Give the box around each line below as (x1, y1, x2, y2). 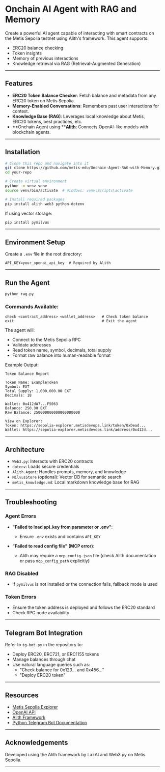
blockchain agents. (12, 129, 51, 135)
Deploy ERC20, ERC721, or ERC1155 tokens (12, 651, 99, 657)
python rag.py (5, 291, 34, 297)
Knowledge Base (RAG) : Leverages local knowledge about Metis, (12, 113, 145, 119)
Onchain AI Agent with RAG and (5, 3, 137, 15)
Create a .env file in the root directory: (5, 251, 82, 257)
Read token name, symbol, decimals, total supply (12, 347, 112, 353)
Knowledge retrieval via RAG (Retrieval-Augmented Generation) (12, 60, 141, 66)
